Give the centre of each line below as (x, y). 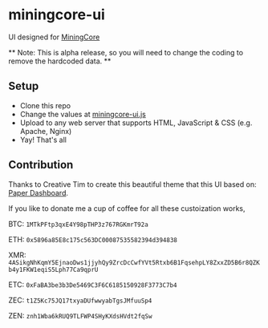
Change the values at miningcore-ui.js (83, 114)
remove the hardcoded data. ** (60, 61)
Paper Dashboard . (38, 192)
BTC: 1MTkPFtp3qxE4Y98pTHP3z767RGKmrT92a (78, 224)
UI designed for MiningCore (54, 37)
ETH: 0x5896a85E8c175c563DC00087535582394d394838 (93, 239)
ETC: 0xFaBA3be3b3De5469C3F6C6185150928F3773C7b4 (93, 284)
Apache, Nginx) (46, 131)
